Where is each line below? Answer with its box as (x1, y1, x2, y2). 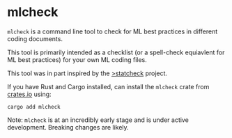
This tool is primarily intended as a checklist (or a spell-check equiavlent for (7, 48, 225, 56)
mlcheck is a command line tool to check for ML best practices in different (7, 27, 218, 36)
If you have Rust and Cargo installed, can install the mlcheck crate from (7, 82, 210, 91)
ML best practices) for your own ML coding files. (7, 55, 148, 63)
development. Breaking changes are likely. (7, 123, 129, 131)
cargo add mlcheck (7, 103, 61, 110)
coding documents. (7, 34, 63, 43)
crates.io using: (7, 90, 52, 98)
